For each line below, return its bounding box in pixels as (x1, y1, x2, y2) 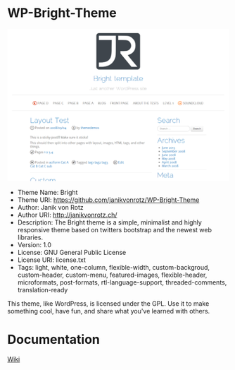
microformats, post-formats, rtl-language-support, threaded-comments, (17, 277, 227, 287)
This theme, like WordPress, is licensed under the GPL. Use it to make (7, 299, 210, 308)
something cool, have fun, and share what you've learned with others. (7, 306, 210, 315)
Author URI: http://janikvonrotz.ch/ (17, 210, 118, 219)
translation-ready (17, 285, 68, 294)
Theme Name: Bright (17, 188, 78, 196)
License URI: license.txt (17, 256, 87, 264)
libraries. (17, 233, 44, 241)
